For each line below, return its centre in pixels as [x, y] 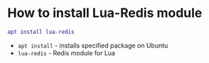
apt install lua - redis [41, 32]
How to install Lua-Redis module [105, 13]
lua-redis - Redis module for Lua [66, 53]
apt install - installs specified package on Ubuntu [93, 45]
